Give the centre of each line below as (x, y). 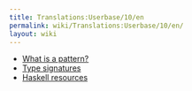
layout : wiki (33, 34)
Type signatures (51, 68)
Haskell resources (55, 78)
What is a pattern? (55, 59)
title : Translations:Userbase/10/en (77, 17)
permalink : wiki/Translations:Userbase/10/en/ (96, 26)
